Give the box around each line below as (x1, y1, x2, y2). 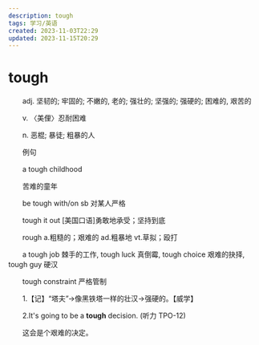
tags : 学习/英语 (8, 19, 58, 27)
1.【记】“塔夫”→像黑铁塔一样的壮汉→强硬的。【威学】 (22, 294, 198, 303)
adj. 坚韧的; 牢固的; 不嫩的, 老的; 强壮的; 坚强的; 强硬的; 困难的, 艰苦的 (22, 96, 252, 106)
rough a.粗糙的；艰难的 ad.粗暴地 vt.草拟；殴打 (22, 233, 178, 242)
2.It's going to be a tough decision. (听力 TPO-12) (22, 310, 186, 321)
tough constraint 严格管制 (22, 277, 107, 286)
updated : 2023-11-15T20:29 (8, 34, 99, 43)
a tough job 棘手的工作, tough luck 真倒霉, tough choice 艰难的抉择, (22, 250, 245, 259)
